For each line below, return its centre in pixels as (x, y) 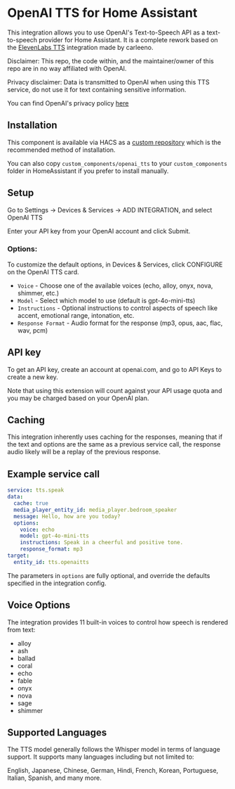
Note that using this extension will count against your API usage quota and (115, 390)
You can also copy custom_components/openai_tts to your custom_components (117, 163)
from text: (21, 629)
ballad (26, 658)
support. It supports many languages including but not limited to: (101, 757)
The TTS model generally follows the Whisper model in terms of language (114, 750)
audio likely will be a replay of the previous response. (84, 452)
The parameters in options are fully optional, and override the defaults (109, 575)
